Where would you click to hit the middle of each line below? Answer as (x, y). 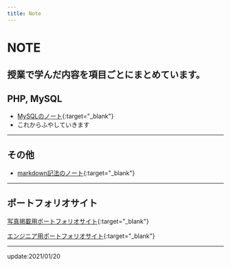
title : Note (24, 13)
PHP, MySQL (35, 98)
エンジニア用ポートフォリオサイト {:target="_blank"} (81, 236)
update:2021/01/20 (34, 256)
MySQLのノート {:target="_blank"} (65, 116)
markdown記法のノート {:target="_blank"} (76, 172)
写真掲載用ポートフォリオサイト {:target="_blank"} (78, 221)
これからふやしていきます (53, 125)
